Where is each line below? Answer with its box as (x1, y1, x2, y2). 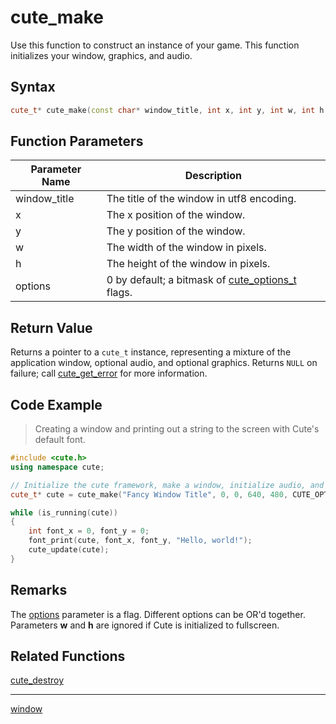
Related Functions (10, 648, 126, 665)
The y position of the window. (106, 224, 246, 238)
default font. (34, 434, 86, 446)
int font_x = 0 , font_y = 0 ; (28, 526, 150, 536)
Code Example (10, 396, 103, 413)
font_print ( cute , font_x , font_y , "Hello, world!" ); (28, 536, 253, 546)
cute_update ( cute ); (28, 545, 110, 555)
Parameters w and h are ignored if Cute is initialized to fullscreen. (10, 619, 280, 631)
